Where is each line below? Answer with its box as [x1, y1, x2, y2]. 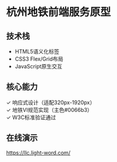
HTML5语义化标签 [14, 48, 60, 55]
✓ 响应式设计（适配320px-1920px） [6, 99, 96, 106]
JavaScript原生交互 [14, 63, 63, 70]
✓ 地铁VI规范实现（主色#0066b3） [6, 106, 93, 113]
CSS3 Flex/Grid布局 [14, 55, 64, 63]
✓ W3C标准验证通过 [6, 114, 56, 121]
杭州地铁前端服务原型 [6, 5, 112, 19]
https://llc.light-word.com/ [6, 149, 70, 156]
